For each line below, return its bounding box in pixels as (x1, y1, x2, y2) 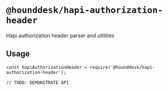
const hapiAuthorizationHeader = (6, 64, 87, 70)
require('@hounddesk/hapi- (89, 64, 156, 70)
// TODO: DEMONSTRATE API (6, 79, 69, 86)
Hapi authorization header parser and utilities (6, 32, 115, 39)
